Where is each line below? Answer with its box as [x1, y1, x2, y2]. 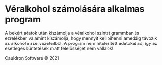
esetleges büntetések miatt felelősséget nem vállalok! [5, 45, 114, 51]
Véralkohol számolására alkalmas [5, 3, 145, 15]
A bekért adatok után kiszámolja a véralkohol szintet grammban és [5, 30, 140, 36]
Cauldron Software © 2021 [5, 55, 59, 61]
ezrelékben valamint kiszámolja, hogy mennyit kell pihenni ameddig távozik [5, 35, 157, 41]
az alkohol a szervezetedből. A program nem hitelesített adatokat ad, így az [5, 40, 158, 46]
